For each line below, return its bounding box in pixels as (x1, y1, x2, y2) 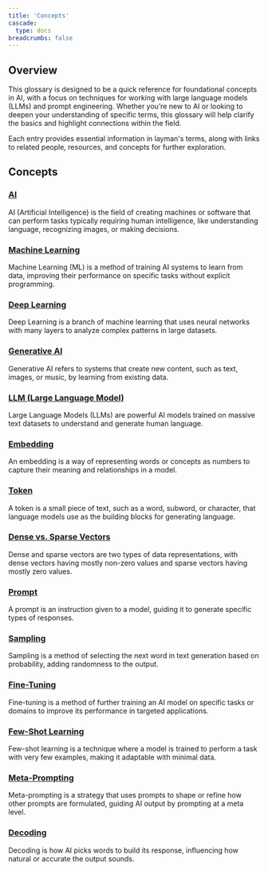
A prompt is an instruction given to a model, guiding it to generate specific (8, 605, 252, 614)
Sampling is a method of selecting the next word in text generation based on (8, 651, 259, 661)
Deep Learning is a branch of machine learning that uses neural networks (8, 317, 250, 327)
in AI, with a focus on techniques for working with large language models (8, 93, 248, 103)
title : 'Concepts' (8, 11, 69, 20)
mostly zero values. (8, 567, 73, 576)
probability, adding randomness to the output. (8, 659, 159, 669)
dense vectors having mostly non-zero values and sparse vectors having (8, 558, 248, 567)
